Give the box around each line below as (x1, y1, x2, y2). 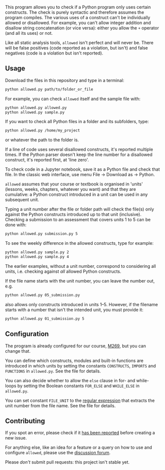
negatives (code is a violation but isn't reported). (5, 50, 104, 56)
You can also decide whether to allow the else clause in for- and (5, 377, 136, 383)
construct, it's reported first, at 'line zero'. (5, 157, 89, 163)
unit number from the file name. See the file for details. (5, 402, 116, 409)
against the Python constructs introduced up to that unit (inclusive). (5, 211, 141, 217)
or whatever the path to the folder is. (5, 137, 79, 143)
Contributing (5, 417, 45, 425)
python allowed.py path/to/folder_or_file (5, 87, 93, 92)
